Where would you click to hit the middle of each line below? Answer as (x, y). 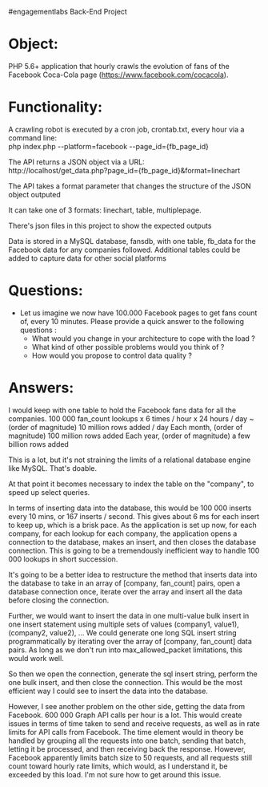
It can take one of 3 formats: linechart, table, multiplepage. (105, 210)
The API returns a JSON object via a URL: (77, 162)
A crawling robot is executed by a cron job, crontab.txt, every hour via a (126, 129)
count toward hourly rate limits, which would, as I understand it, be (118, 766)
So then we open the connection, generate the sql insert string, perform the (133, 674)
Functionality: (55, 107)
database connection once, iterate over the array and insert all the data (125, 591)
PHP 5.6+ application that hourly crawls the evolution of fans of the (119, 66)
